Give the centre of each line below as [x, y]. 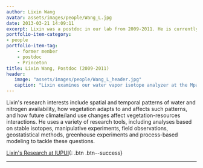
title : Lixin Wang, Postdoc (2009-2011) [58, 68]
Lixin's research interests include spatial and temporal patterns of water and [101, 102]
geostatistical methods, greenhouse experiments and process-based [92, 135]
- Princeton [32, 62]
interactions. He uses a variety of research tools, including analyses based [99, 122]
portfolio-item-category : [39, 35]
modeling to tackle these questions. [51, 141]
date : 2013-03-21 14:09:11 [40, 23]
